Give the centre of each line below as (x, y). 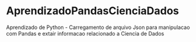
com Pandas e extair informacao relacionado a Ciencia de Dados (85, 33)
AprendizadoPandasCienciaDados (93, 11)
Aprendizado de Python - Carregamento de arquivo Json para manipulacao (98, 27)
